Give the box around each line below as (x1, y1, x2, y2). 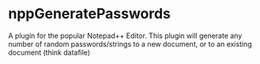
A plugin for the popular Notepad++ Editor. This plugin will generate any (8, 31, 243, 40)
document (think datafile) (8, 47, 91, 57)
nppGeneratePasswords (8, 5, 171, 23)
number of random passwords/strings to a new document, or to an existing (8, 39, 252, 48)
